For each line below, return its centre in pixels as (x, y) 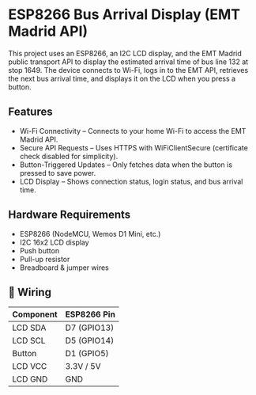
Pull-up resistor (45, 259)
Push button (40, 250)
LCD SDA (29, 328)
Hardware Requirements (70, 215)
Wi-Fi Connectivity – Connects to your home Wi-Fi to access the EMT (133, 131)
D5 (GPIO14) (90, 340)
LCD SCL (29, 340)
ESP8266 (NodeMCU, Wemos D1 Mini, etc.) (90, 234)
